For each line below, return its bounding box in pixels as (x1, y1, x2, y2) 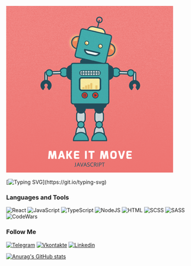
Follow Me (6, 228, 37, 236)
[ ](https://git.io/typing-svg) (6, 178, 107, 185)
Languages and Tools (6, 193, 69, 201)
